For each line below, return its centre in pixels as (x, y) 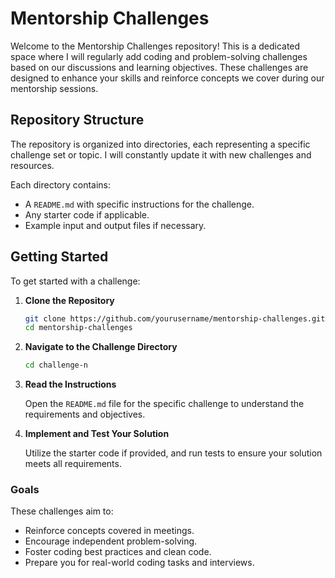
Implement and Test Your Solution (97, 434)
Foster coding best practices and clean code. (118, 552)
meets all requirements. (73, 464)
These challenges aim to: (62, 511)
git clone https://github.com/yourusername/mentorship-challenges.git (175, 318)
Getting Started (59, 257)
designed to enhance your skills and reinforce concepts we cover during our (167, 78)
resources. (32, 165)
